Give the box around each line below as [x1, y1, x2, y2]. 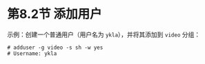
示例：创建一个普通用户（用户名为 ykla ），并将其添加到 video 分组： [7, 30, 201, 39]
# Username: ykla [7, 50, 57, 57]
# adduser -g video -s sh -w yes [7, 44, 104, 51]
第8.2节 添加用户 [7, 6, 102, 22]
